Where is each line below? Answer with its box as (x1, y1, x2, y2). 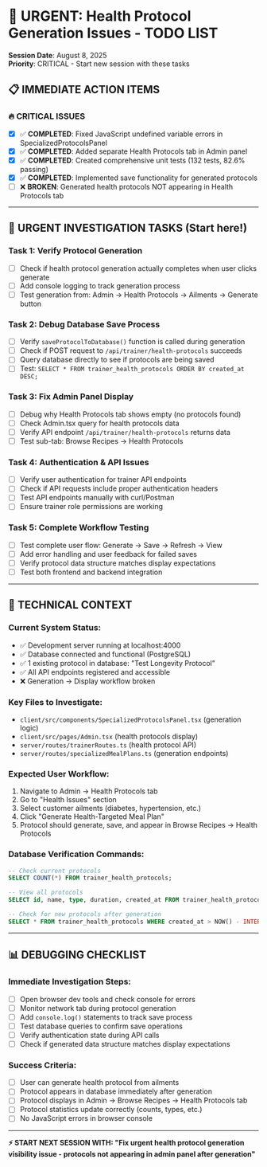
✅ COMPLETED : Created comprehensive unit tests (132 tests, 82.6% (19, 155, 246, 165)
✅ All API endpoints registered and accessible (19, 667, 171, 676)
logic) (19, 723, 39, 732)
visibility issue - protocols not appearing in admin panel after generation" (8, 1149, 256, 1158)
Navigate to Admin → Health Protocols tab (19, 786, 158, 796)
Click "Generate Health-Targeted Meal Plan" (19, 812, 164, 821)
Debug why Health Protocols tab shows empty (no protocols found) (19, 409, 242, 419)
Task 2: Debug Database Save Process (8, 319, 161, 330)
